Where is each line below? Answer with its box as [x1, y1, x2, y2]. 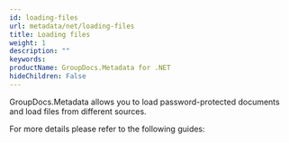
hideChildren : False [9, 72, 87, 81]
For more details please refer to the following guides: [9, 123, 205, 134]
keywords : [9, 55, 47, 64]
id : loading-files [9, 13, 78, 22]
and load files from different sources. [9, 105, 147, 117]
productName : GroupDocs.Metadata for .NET [9, 64, 171, 73]
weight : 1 [9, 38, 47, 48]
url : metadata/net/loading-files [9, 22, 135, 31]
